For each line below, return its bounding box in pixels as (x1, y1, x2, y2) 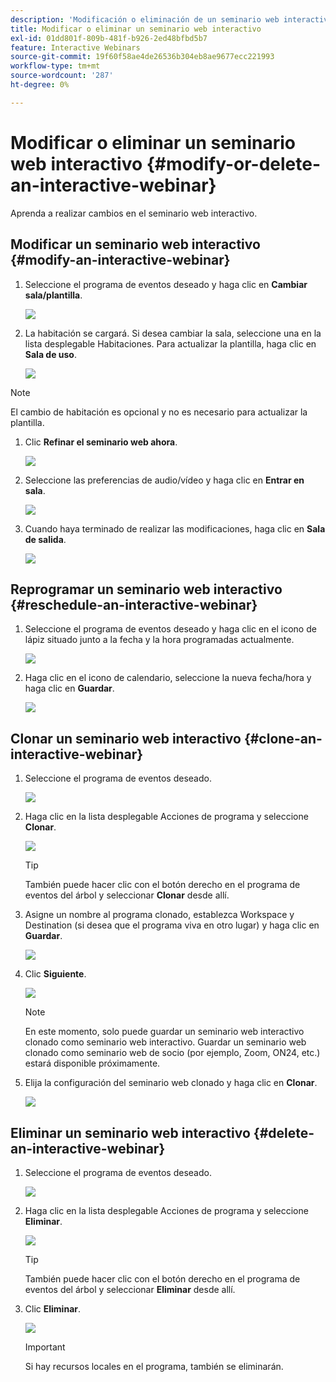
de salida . (24, 533, 67, 545)
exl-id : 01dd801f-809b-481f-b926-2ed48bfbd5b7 (10, 33, 208, 43)
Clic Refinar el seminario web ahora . (24, 436, 178, 448)
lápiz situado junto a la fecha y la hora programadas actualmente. (24, 634, 295, 646)
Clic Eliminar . (24, 1302, 82, 1315)
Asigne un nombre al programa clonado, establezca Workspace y (24, 909, 295, 921)
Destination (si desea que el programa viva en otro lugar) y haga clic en (24, 919, 320, 931)
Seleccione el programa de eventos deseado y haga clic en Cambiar (24, 278, 308, 290)
